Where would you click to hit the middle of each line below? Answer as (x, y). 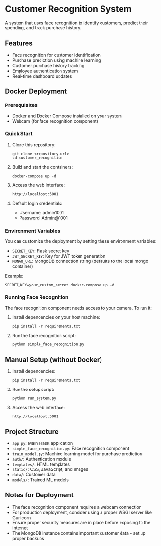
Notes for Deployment (40, 495)
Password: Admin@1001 (44, 218)
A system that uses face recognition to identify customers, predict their (77, 23)
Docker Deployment (36, 91)
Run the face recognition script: (44, 336)
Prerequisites (21, 105)
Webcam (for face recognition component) (55, 121)
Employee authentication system (45, 71)
